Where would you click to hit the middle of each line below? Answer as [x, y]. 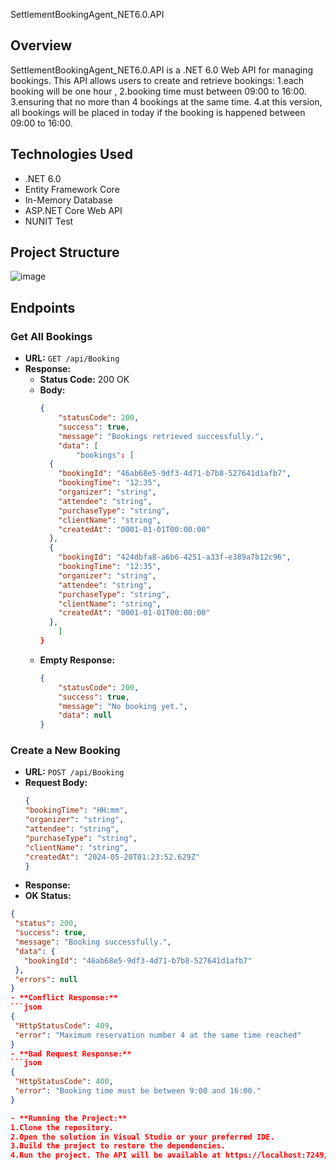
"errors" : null [46, 979]
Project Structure [65, 252]
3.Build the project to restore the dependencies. [118, 1146]
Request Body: [56, 783]
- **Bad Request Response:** [71, 1054]
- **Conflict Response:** [64, 998]
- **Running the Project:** [69, 1118]
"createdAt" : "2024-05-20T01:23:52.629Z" [112, 857]
